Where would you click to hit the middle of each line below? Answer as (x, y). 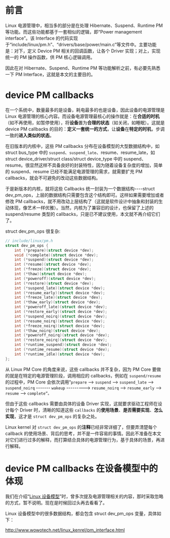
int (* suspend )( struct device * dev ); (54, 260)
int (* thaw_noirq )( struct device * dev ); (57, 331)
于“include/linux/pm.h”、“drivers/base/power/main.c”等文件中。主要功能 (81, 44)
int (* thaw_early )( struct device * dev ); (57, 302)
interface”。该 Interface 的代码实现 (42, 38)
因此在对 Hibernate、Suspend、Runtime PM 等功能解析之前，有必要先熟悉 (83, 68)
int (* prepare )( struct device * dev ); (54, 250)
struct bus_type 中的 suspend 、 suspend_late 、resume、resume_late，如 (80, 152)
